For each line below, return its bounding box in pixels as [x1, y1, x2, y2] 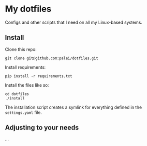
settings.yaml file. [5, 109, 42, 115]
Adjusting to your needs [5, 124, 79, 132]
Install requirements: [5, 64, 46, 70]
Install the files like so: [5, 82, 49, 88]
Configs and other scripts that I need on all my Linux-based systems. [5, 19, 143, 25]
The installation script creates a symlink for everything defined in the [5, 104, 142, 110]
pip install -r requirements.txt [5, 74, 73, 79]
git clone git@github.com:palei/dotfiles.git [5, 56, 98, 61]
